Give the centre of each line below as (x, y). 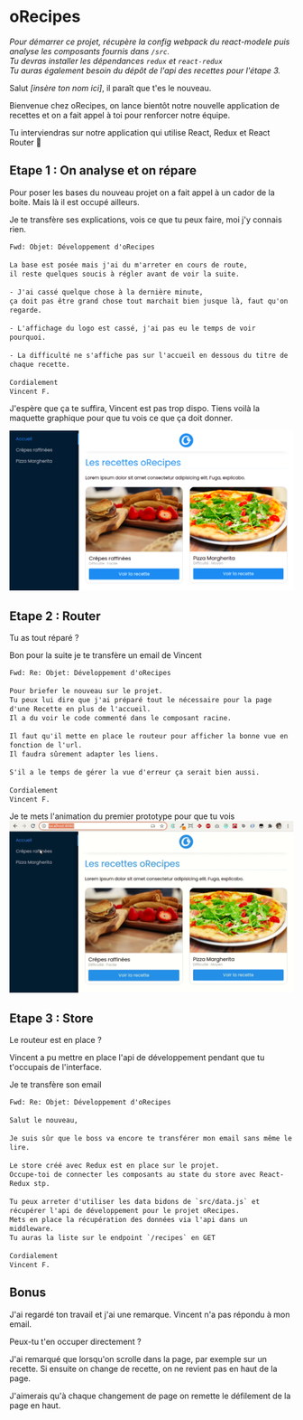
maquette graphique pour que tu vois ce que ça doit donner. (121, 418)
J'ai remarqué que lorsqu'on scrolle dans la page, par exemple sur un (138, 1359)
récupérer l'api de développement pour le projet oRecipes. (125, 1211)
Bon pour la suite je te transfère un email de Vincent (106, 655)
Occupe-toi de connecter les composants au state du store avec (133, 1175)
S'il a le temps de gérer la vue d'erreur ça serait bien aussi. (134, 773)
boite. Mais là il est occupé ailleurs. (74, 202)
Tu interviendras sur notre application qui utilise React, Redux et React (140, 132)
